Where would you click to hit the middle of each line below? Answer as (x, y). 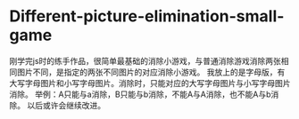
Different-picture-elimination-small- (147, 16)
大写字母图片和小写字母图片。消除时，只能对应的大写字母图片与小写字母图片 (150, 83)
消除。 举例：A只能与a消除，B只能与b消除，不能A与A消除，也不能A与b (140, 94)
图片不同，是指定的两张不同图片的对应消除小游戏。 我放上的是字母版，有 (151, 72)
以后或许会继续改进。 (66, 105)
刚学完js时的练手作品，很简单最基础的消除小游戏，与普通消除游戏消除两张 (145, 60)
